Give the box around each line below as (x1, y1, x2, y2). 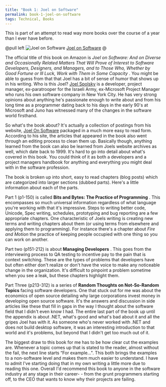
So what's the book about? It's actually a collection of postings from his (5, 122, 151, 128)
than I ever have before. (5, 35, 54, 41)
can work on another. (5, 236, 49, 242)
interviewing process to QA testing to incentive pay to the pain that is (5, 251, 146, 257)
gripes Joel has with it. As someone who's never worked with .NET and (5, 319, 151, 325)
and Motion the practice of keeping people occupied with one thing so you (5, 232, 158, 237)
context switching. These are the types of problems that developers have (5, 257, 155, 263)
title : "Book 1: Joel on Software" (5, 7, 79, 12)
